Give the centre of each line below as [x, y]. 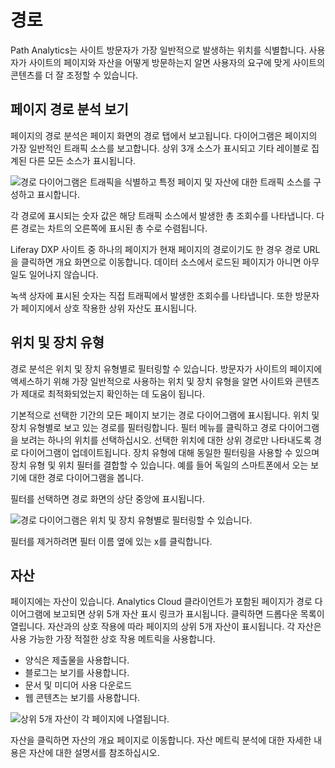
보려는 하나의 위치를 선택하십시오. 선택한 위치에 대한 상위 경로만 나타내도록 [166, 440]
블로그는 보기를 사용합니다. [77, 673]
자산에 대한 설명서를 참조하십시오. [94, 753]
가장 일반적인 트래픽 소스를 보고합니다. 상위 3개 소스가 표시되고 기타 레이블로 [160, 148]
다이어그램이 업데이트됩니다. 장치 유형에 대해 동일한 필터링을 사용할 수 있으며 [170, 452]
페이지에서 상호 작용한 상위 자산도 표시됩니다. [109, 308]
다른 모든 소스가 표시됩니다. [82, 160]
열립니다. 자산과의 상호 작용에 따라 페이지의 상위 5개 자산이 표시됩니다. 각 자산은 [166, 627]
